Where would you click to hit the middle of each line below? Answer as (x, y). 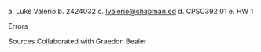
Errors (18, 26)
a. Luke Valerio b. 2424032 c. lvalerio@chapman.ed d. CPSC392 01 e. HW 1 (131, 11)
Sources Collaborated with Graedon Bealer (77, 41)
